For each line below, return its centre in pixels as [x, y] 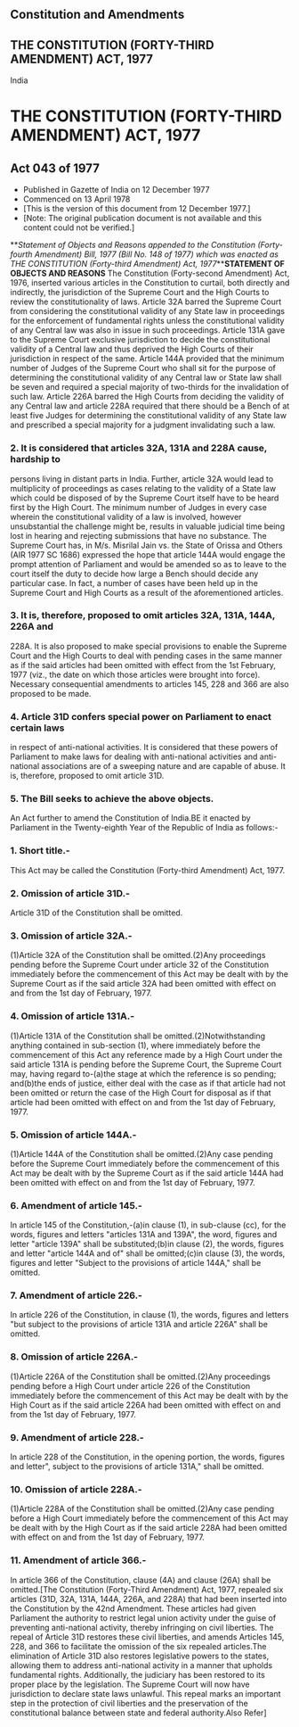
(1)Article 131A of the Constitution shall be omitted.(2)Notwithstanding [138, 1036]
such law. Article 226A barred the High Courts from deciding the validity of [147, 397]
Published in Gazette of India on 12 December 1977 [116, 190]
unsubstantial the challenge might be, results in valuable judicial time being [148, 526]
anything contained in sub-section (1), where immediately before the [135, 1045]
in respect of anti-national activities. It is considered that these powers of [144, 748]
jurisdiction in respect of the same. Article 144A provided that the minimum [147, 359]
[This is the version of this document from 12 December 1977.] [137, 209]
